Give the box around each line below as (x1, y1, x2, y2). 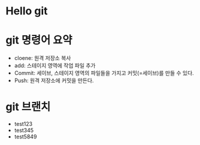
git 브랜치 (5, 100, 51, 114)
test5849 (14, 133, 37, 140)
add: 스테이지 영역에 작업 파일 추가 (14, 62, 96, 70)
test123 (14, 120, 33, 128)
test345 (14, 127, 34, 134)
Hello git (5, 4, 49, 18)
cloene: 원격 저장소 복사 (14, 55, 71, 62)
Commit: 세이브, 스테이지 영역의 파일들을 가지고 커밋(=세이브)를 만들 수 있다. (14, 70, 194, 77)
